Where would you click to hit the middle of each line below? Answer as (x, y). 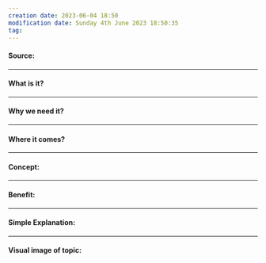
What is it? (26, 83)
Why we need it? (36, 111)
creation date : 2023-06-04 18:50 (63, 15)
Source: (22, 55)
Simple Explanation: (42, 223)
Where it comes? (37, 139)
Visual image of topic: (45, 250)
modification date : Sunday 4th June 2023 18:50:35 (93, 23)
